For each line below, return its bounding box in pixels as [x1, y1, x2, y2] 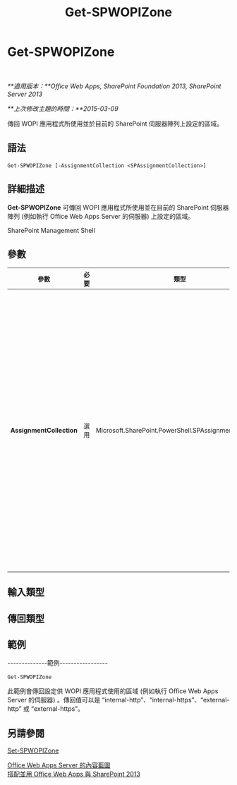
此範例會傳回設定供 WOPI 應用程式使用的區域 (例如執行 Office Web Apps [7, 687, 219, 695]
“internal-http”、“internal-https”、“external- [102, 696, 230, 705]
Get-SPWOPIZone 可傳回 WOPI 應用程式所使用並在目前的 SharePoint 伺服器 [7, 203, 229, 212]
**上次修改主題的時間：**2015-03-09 [7, 104, 119, 113]
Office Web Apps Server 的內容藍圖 [7, 761, 111, 769]
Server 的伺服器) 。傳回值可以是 [7, 696, 101, 705]
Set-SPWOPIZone [7, 746, 59, 755]
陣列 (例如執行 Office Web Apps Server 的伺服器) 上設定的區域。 [7, 212, 195, 220]
